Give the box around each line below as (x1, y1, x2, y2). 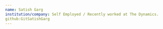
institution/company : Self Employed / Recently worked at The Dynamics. (5, 12, 159, 17)
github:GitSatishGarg (5, 16, 50, 21)
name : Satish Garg (5, 7, 43, 12)
